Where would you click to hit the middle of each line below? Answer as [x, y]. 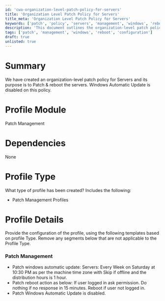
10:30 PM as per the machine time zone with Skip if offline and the [79, 272]
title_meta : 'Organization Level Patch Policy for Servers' [68, 19]
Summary [25, 66]
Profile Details [34, 219]
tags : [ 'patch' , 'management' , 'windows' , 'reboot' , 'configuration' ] [79, 32]
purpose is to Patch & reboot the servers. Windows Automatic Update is [78, 84]
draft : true [17, 37]
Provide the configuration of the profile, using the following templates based [82, 233]
